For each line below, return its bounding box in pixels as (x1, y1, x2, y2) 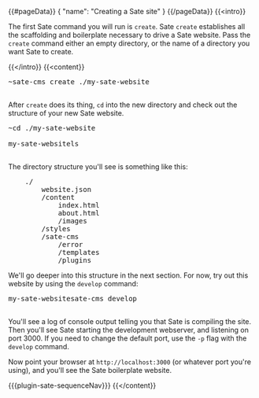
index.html (57, 201, 100, 209)
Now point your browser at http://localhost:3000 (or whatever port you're (8, 357, 252, 367)
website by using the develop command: (8, 279, 139, 288)
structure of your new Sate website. (8, 109, 124, 117)
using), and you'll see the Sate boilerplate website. (8, 366, 172, 374)
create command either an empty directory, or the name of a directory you (8, 39, 250, 48)
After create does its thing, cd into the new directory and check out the (8, 100, 238, 109)
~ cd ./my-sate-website (8, 123, 96, 132)
